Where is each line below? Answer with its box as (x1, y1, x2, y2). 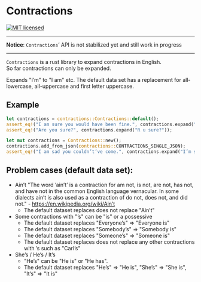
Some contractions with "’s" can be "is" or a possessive (14, 213, 153, 220)
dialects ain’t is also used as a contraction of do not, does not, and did (14, 194, 188, 201)
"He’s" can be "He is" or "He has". (23, 257, 108, 264)
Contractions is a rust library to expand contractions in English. (6, 58, 162, 65)
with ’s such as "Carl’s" (23, 244, 81, 252)
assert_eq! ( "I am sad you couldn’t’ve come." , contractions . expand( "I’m (6, 149, 191, 155)
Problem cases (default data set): (6, 165, 133, 176)
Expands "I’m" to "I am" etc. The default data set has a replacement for (6, 76, 181, 83)
